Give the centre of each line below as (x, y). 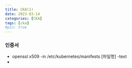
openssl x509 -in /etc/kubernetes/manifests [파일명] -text (69, 56)
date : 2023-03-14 (23, 14)
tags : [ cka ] (17, 23)
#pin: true (16, 27)
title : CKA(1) (19, 9)
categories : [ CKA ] (24, 18)
